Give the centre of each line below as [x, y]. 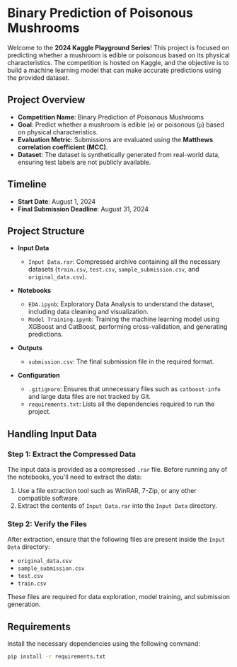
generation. [24, 604]
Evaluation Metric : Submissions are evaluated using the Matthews [115, 139]
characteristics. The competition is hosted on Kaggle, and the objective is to [118, 62]
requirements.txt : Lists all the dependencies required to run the [121, 404]
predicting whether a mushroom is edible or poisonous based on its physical [118, 55]
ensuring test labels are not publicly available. [84, 162]
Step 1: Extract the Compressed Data [72, 454]
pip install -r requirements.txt [57, 657]
